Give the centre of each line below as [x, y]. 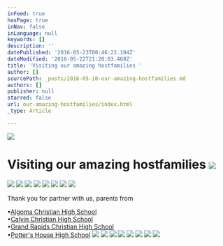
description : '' [31, 46]
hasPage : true [28, 20]
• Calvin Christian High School [50, 219]
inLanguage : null [33, 33]
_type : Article [29, 111]
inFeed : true [26, 14]
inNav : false [26, 26]
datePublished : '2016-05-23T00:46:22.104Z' [72, 53]
